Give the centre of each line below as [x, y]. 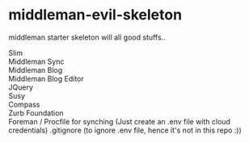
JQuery [21, 87]
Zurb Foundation [36, 113]
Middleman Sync [36, 61]
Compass [24, 104]
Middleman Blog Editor [46, 78]
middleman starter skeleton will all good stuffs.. [87, 37]
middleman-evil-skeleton [95, 15]
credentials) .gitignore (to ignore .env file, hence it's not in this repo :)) [125, 130]
